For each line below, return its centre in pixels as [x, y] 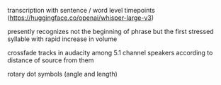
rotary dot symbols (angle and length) [63, 74]
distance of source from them [51, 60]
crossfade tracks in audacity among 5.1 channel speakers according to [110, 53]
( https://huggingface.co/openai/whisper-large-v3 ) [81, 18]
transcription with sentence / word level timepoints [81, 10]
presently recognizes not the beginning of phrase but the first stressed [110, 32]
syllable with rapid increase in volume [62, 39]
